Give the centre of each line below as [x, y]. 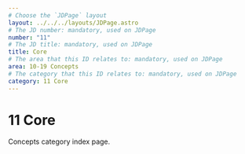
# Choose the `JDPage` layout [58, 15]
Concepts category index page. [59, 141]
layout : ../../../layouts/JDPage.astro [73, 23]
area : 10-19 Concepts [44, 67]
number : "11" [29, 37]
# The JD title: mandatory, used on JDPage [80, 45]
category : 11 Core [38, 81]
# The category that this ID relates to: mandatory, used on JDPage [122, 74]
